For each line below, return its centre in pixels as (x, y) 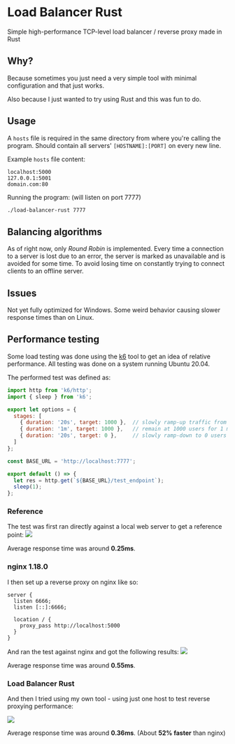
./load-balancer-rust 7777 (47, 210)
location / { (33, 619)
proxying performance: (40, 706)
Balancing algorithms (55, 232)
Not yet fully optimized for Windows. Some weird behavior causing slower (114, 310)
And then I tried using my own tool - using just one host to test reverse (109, 699)
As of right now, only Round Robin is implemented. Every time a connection (115, 249)
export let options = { (42, 410)
